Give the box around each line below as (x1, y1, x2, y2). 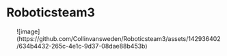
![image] (16, 27, 40, 36)
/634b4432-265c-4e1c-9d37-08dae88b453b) (16, 42, 148, 50)
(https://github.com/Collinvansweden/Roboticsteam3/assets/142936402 (16, 34, 221, 42)
